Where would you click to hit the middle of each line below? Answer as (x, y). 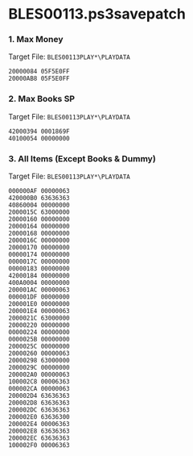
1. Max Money (36, 40)
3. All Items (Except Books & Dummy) (82, 158)
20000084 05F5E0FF (39, 72)
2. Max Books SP (41, 99)
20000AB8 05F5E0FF (39, 79)
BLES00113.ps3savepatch (97, 14)
